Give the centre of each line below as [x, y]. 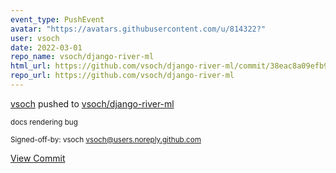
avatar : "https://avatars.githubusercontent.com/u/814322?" [138, 29]
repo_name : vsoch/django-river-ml [82, 57]
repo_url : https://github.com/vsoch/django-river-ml [122, 76]
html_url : [31, 66]
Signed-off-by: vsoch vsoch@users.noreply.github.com [106, 139]
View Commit [38, 158]
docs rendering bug [44, 122]
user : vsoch [35, 38]
